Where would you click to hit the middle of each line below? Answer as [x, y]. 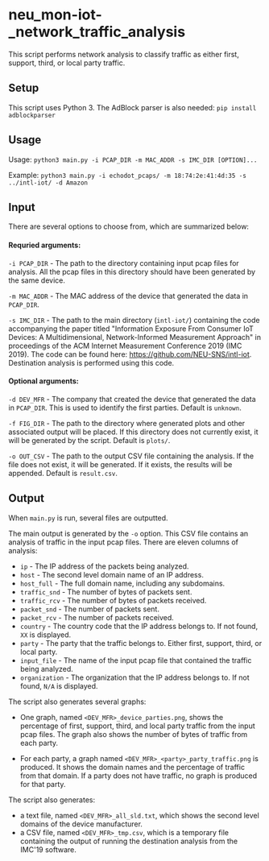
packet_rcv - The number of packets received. [97, 617]
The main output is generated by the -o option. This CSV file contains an [128, 533]
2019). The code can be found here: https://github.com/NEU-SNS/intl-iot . [130, 354]
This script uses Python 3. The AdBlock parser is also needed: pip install [132, 107]
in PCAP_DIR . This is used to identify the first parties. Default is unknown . [125, 408]
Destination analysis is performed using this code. [91, 362]
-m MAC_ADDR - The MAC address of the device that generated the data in [128, 296]
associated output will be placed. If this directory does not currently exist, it [134, 432]
